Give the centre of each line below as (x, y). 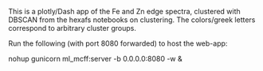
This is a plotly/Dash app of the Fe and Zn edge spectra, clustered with (124, 11)
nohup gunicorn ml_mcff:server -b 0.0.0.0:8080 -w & (96, 59)
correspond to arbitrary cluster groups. (73, 28)
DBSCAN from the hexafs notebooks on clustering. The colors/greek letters (132, 20)
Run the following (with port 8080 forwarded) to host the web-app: (118, 43)
